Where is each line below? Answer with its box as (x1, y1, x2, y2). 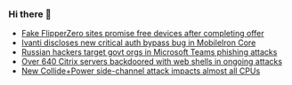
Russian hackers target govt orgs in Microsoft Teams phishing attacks (20, 47, 278, 58)
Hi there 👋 (8, 8, 53, 20)
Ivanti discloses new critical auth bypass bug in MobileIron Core (20, 37, 256, 48)
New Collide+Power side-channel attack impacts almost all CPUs (20, 66, 261, 76)
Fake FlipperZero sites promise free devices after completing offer (20, 28, 264, 39)
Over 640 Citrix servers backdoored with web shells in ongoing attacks (20, 57, 282, 67)
